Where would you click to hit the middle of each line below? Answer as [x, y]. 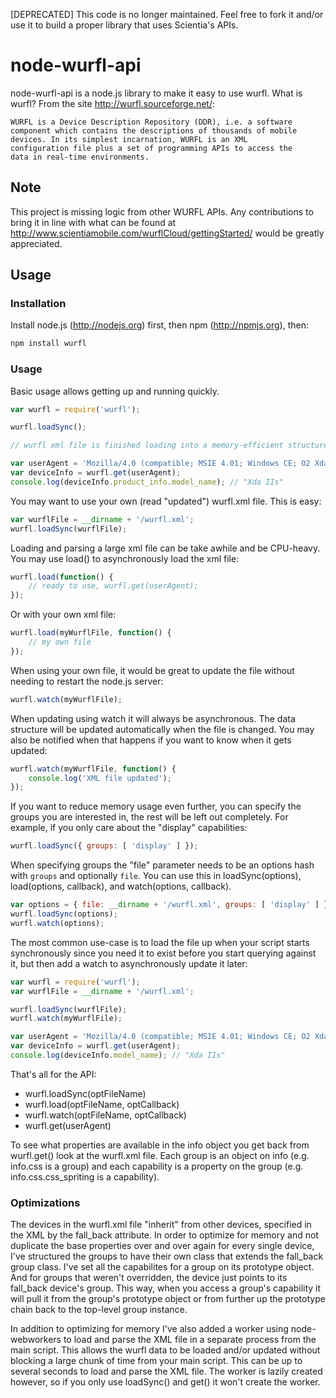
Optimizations [45, 1202]
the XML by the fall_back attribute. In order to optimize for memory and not [164, 1235]
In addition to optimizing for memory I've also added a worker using [149, 1329]
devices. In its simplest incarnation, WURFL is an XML [129, 139]
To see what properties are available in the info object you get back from [160, 1145]
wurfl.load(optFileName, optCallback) [102, 1104]
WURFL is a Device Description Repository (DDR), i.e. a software [151, 122]
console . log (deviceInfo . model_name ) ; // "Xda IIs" [118, 1055]
